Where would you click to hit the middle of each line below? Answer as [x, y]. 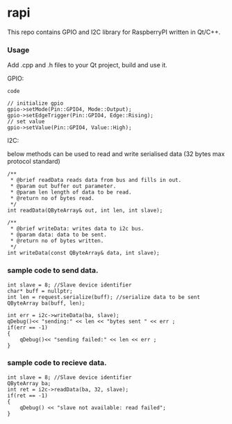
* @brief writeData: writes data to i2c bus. [77, 229]
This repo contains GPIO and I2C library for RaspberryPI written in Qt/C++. [114, 32]
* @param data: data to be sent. [59, 235]
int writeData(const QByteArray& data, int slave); [83, 253]
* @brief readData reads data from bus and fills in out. [96, 180]
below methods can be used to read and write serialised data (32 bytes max [116, 154]
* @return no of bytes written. [57, 241]
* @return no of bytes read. [52, 198]
